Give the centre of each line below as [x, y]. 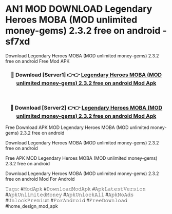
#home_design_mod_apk [32, 206]
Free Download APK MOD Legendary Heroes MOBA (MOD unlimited [77, 127]
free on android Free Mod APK [37, 61]
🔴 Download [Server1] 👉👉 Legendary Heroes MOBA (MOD [86, 75]
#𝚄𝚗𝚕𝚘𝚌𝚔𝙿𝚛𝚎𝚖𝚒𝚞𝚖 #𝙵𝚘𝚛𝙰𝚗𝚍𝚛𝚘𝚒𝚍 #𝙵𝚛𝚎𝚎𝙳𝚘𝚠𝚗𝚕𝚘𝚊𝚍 [66, 200]
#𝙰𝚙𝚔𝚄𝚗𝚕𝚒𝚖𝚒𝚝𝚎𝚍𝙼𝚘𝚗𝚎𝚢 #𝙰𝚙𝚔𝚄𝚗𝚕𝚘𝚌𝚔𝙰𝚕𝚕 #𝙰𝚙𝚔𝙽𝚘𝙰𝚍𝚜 [70, 195]
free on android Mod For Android [40, 179]
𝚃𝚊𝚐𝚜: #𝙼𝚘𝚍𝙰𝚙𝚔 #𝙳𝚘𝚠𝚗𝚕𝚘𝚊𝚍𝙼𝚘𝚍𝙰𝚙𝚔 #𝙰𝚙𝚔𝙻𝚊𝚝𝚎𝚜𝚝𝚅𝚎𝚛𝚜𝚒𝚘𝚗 [76, 189]
